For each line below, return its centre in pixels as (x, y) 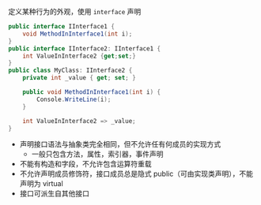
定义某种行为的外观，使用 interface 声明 (75, 11)
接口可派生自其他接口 (54, 194)
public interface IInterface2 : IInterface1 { (84, 48)
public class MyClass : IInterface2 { (70, 71)
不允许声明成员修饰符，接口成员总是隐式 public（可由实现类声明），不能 (136, 174)
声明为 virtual (41, 184)
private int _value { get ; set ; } (79, 78)
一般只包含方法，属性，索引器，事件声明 (97, 154)
